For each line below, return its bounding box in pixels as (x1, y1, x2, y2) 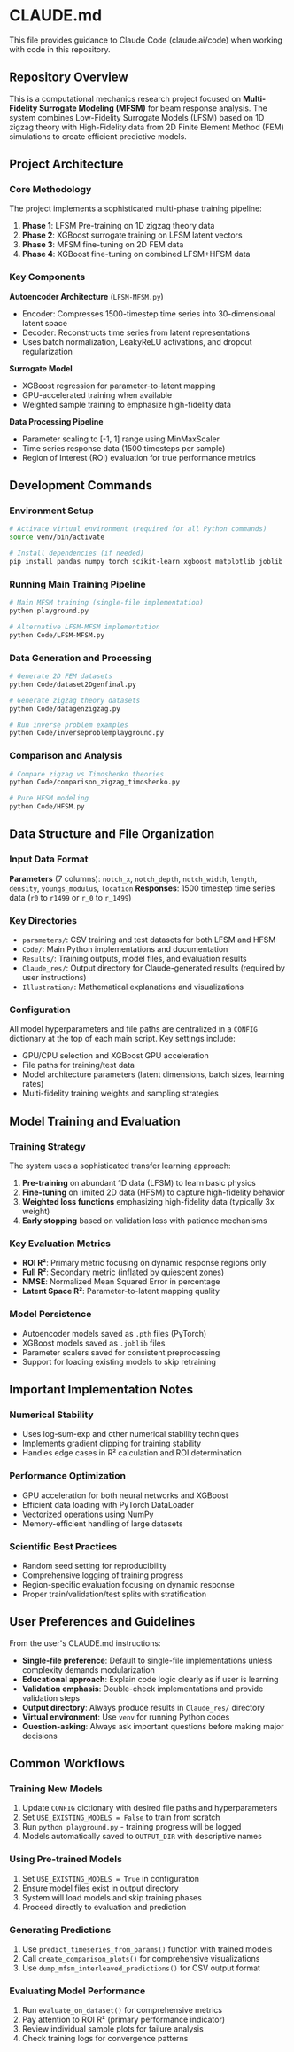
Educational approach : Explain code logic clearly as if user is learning (21, 1674, 279, 1684)
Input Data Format (9, 853, 89, 865)
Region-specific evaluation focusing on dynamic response (21, 1579, 235, 1589)
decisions (21, 1730, 58, 1741)
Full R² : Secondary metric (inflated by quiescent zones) (21, 1267, 225, 1277)
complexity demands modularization (21, 1664, 155, 1675)
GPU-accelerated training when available (21, 389, 173, 400)
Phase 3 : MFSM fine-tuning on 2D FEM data (21, 239, 184, 250)
